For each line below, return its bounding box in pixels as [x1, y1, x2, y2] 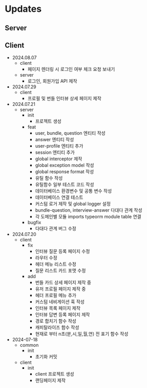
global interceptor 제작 [35, 156, 82, 162]
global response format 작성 [35, 169, 94, 175]
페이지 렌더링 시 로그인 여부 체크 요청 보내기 [27, 66, 115, 72]
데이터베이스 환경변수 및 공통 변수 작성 [35, 188, 112, 194]
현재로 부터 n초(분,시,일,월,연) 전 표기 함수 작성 [35, 331, 129, 337]
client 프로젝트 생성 [35, 371, 75, 377]
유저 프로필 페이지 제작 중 [35, 286, 86, 292]
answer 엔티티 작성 [35, 137, 74, 143]
